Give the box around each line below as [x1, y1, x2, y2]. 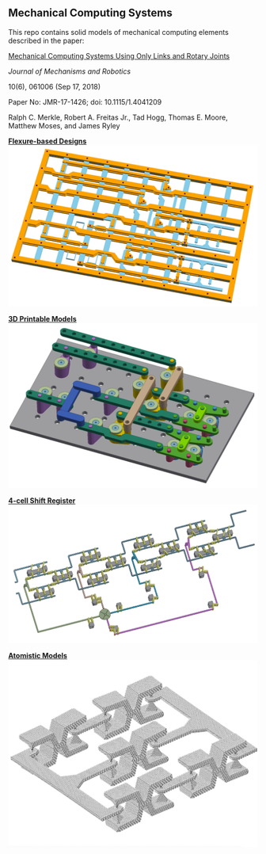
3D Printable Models [8, 314, 77, 323]
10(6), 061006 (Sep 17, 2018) [8, 82, 101, 91]
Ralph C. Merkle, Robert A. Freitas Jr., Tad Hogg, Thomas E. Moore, [8, 112, 228, 122]
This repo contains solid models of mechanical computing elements [8, 27, 230, 36]
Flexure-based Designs [8, 136, 87, 146]
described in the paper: [8, 36, 85, 45]
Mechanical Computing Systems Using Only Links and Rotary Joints [8, 51, 230, 60]
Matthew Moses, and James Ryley [8, 120, 120, 130]
